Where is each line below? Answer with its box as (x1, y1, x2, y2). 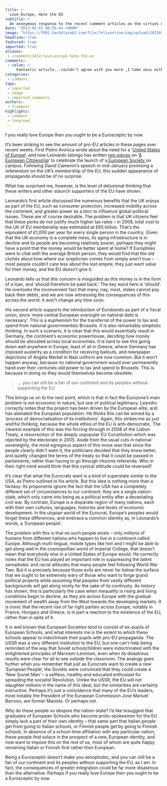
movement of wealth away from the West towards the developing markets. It (5, 598, 162, 604)
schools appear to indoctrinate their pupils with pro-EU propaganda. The (5, 634, 154, 640)
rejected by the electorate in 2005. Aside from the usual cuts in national (5, 437, 152, 443)
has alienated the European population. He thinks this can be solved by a (5, 410, 155, 416)
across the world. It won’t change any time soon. (5, 297, 105, 303)
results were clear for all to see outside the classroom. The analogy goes (5, 655, 154, 661)
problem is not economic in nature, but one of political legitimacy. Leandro (5, 399, 158, 405)
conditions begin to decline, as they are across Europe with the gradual (5, 593, 151, 599)
